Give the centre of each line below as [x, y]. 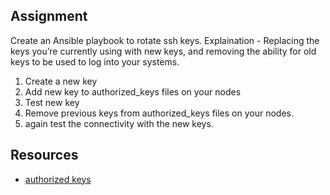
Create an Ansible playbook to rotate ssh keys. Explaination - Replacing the [165, 40]
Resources [44, 155]
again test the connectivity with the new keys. [119, 123]
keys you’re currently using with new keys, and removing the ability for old [163, 51]
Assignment [49, 16]
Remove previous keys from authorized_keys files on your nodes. [159, 113]
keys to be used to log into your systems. [95, 61]
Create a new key [61, 81]
